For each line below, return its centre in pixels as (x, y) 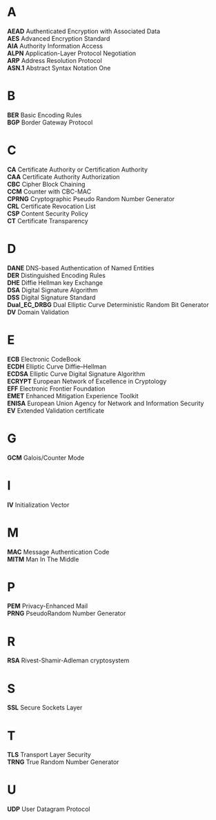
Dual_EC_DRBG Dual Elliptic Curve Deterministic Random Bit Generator (108, 304)
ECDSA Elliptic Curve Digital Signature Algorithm (76, 373)
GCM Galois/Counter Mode (46, 458)
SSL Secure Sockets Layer (45, 708)
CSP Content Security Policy (48, 213)
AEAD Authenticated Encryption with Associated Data (84, 31)
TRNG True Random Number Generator (63, 762)
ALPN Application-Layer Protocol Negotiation (72, 53)
